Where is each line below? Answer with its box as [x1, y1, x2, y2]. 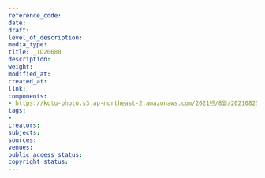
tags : [8, 107, 26, 115]
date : [8, 19, 26, 27]
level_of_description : [8, 33, 83, 42]
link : [8, 84, 26, 93]
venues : [8, 143, 34, 151]
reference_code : [8, 11, 62, 20]
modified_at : [8, 70, 51, 78]
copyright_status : [8, 158, 69, 166]
